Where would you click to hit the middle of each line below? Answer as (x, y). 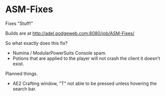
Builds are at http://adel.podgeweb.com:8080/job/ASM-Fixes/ (70, 33)
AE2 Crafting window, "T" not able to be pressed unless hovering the (85, 83)
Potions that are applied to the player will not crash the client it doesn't (86, 58)
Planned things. (22, 73)
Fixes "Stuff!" (19, 23)
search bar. (24, 89)
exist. (18, 63)
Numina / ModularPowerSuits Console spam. (59, 53)
